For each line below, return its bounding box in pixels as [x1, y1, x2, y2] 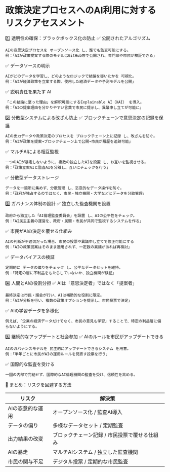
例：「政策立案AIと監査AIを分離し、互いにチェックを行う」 [5, 165, 110, 170]
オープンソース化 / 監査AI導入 [53, 409, 123, 416]
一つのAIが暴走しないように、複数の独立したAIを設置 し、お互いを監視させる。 [5, 159, 148, 165]
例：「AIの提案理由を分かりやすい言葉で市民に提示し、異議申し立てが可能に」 [5, 105, 144, 110]
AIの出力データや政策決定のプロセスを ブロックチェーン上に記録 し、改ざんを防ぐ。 [5, 133, 157, 138]
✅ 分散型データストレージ [5, 174, 59, 180]
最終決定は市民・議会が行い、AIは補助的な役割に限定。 [5, 293, 104, 298]
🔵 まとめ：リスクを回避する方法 [5, 381, 72, 388]
